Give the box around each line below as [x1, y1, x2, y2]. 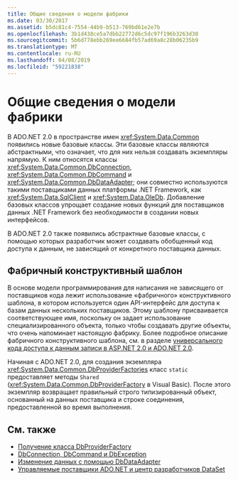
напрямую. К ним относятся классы [7, 155, 117, 163]
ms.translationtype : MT [7, 43, 78, 50]
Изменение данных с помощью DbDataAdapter [17, 457, 161, 466]
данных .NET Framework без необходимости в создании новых [7, 207, 199, 217]
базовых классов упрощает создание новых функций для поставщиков [7, 200, 225, 209]
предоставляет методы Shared [7, 373, 99, 381]
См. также [7, 423, 57, 435]
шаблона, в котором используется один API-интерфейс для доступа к [7, 299, 220, 307]
